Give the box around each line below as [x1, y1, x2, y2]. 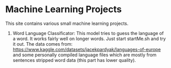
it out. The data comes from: [12, 41, 73, 47]
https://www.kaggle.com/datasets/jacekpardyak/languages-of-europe [12, 46, 161, 52]
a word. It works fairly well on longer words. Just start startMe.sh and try [12, 36, 166, 42]
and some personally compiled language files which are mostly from [12, 52, 157, 58]
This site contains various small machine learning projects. [5, 20, 129, 26]
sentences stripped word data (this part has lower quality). [12, 57, 136, 63]
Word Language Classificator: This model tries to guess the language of [12, 30, 164, 36]
